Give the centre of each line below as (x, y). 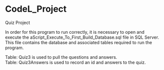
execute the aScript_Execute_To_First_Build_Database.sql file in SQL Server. (82, 37)
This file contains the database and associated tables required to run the (79, 42)
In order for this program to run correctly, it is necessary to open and (75, 32)
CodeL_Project (36, 9)
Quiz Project (18, 23)
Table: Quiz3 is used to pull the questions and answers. (61, 57)
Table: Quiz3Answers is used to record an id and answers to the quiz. (76, 62)
